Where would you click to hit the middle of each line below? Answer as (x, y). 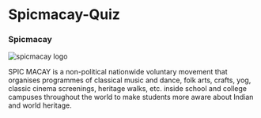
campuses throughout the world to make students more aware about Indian (131, 97)
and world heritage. (40, 105)
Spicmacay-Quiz (64, 15)
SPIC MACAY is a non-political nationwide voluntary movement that (118, 72)
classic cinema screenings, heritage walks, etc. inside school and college (128, 89)
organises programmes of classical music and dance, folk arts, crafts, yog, (130, 80)
